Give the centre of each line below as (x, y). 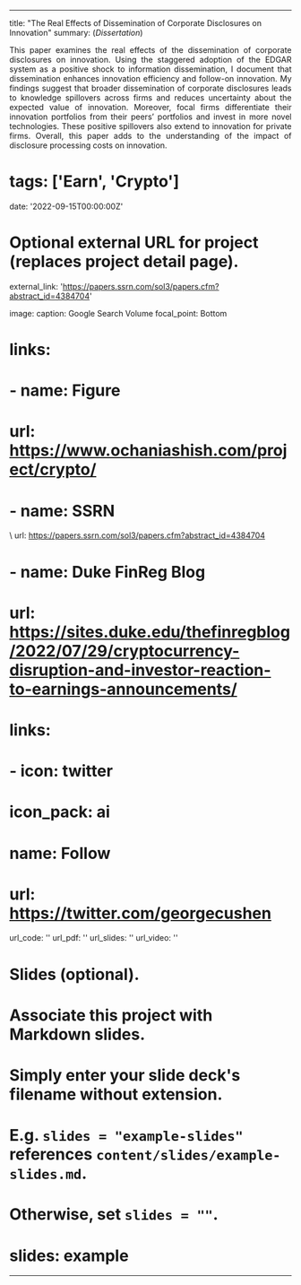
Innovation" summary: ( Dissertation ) (76, 33)
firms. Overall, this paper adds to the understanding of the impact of (150, 136)
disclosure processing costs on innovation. (88, 145)
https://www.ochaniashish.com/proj (148, 451)
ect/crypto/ (53, 469)
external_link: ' (36, 286)
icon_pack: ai (60, 812)
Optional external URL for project (134, 243)
